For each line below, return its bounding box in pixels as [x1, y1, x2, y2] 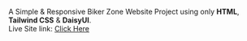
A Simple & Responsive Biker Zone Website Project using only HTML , [8, 7, 240, 16]
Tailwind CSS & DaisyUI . [8, 15, 92, 25]
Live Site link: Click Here [8, 24, 90, 33]
